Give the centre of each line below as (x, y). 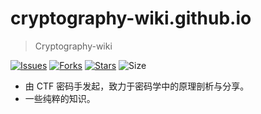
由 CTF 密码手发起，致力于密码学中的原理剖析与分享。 (137, 86)
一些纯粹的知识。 (60, 98)
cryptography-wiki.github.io (131, 18)
